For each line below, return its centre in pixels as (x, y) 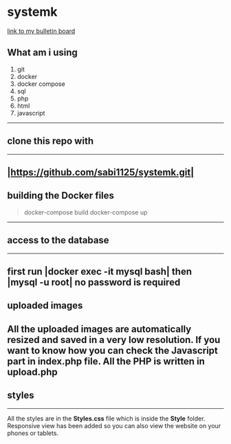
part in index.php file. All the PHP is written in (106, 361)
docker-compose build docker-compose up (86, 212)
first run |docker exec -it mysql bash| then (100, 271)
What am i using (42, 53)
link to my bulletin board (41, 31)
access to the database (58, 240)
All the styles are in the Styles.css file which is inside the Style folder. (106, 418)
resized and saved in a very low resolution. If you (114, 340)
